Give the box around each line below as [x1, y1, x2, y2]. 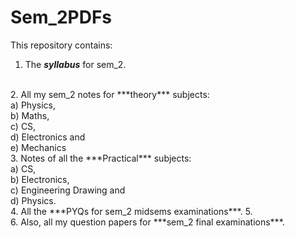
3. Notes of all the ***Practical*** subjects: [10, 152, 192, 164]
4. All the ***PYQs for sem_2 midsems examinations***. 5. [10, 205, 253, 217]
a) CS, [10, 162, 37, 175]
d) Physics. [10, 194, 57, 206]
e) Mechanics [10, 141, 67, 153]
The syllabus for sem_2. [24, 58, 127, 70]
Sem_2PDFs [10, 6, 113, 29]
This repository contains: [10, 39, 113, 51]
